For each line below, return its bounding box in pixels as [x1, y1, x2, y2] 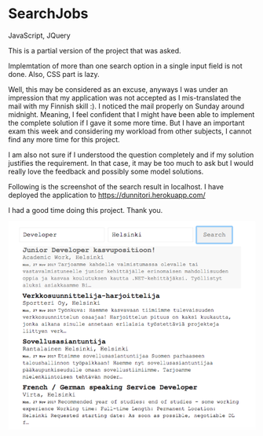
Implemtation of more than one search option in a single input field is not [8, 60, 243, 71]
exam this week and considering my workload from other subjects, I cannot [8, 126, 252, 136]
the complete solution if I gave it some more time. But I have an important [8, 118, 245, 127]
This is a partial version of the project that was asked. [8, 46, 181, 55]
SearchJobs [8, 5, 89, 23]
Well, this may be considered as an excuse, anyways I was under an [8, 84, 228, 94]
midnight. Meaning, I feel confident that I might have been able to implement [8, 109, 255, 119]
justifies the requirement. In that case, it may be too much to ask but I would [8, 158, 254, 167]
